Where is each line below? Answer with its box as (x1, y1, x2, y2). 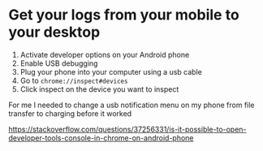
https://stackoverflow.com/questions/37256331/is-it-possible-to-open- (8, 124, 247, 134)
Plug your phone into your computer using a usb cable (19, 67, 203, 76)
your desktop (8, 23, 101, 41)
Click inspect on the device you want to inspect (19, 84, 179, 94)
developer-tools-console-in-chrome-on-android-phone (8, 132, 194, 143)
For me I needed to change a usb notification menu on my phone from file (8, 100, 255, 110)
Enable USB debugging (19, 58, 98, 68)
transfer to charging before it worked (8, 108, 132, 119)
